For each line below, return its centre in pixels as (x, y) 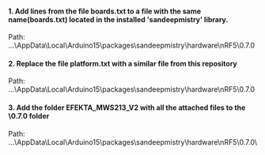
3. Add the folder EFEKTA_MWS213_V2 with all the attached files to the (127, 108)
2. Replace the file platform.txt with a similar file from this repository (123, 63)
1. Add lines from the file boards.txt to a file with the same (105, 11)
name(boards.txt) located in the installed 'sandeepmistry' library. (118, 19)
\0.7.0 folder (29, 116)
